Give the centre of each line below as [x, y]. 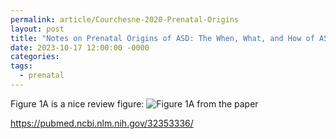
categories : [35, 57]
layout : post [37, 29]
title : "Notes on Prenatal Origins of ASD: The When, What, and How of [162, 38]
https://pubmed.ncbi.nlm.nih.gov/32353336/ [102, 123]
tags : [21, 66]
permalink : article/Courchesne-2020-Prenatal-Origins [125, 19]
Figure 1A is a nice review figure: [77, 103]
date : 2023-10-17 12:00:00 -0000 [80, 47]
